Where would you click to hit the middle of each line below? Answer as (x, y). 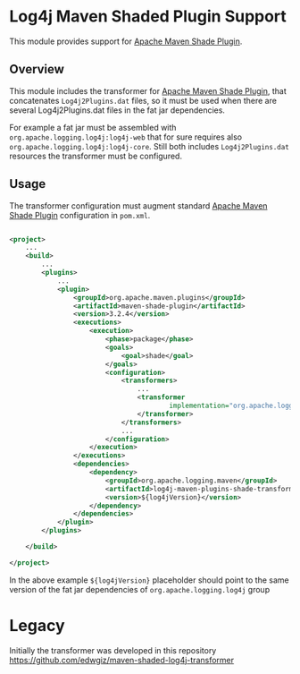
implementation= (199, 406)
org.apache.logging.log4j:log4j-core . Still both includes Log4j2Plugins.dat (150, 146)
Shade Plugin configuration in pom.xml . (80, 215)
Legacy (37, 626)
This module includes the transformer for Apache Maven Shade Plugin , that (148, 90)
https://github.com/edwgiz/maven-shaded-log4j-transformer (122, 660)
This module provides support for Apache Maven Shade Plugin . (126, 41)
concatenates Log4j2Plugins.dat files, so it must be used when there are (143, 100)
